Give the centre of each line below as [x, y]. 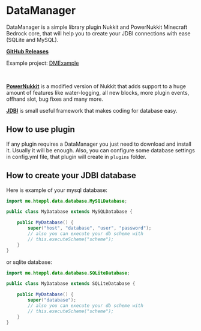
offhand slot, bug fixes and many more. [55, 99]
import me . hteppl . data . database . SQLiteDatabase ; [68, 273]
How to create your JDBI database [71, 175]
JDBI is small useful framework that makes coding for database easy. [92, 110]
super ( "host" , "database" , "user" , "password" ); [90, 228]
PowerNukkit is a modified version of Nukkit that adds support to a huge [96, 86]
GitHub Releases [28, 51]
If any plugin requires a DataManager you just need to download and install [99, 144]
